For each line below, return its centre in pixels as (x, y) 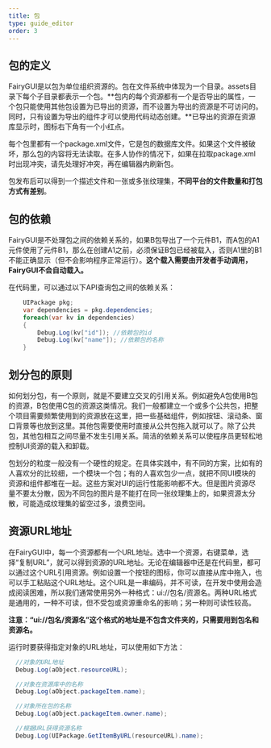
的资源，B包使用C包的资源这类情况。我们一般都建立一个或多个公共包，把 (130, 405)
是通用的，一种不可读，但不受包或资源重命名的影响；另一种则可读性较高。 (132, 602)
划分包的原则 (40, 374)
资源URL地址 (40, 532)
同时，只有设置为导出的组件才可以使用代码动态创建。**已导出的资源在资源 (132, 117)
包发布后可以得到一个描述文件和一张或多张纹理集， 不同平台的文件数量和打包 (135, 181)
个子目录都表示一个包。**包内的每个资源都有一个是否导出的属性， (139, 97)
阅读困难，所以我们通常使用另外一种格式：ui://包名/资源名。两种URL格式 (136, 592)
